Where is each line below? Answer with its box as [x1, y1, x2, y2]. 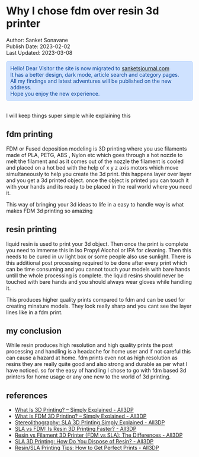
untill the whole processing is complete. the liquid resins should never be [6, 272, 184, 279]
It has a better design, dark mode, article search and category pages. [10, 71, 179, 78]
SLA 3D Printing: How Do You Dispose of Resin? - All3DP [14, 438, 154, 445]
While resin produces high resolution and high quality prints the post [6, 342, 173, 349]
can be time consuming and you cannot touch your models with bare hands [6, 265, 191, 273]
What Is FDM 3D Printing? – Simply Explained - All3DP [14, 412, 147, 420]
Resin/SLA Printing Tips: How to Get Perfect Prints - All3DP [14, 445, 159, 452]
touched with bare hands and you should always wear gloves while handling [6, 278, 192, 285]
